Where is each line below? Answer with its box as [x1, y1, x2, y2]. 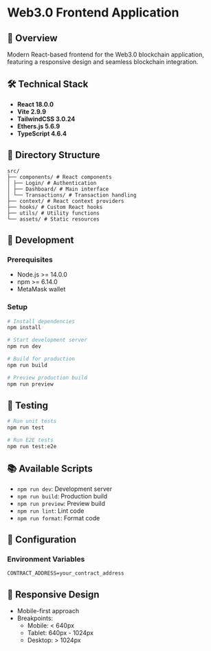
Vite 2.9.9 [16, 107, 47, 115]
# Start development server [7, 337, 88, 344]
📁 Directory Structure [7, 149, 101, 161]
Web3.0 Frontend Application [7, 5, 179, 21]
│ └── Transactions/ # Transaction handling [7, 191, 137, 199]
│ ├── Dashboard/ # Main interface [7, 186, 109, 192]
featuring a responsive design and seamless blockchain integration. [7, 58, 199, 66]
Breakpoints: [16, 614, 54, 623]
